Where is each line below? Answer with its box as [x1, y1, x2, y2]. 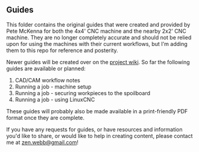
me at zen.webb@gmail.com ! [6, 139, 78, 146]
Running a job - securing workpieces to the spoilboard [14, 89, 151, 96]
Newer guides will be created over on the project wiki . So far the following [6, 58, 190, 65]
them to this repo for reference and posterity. [6, 47, 119, 54]
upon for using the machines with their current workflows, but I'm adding [6, 40, 188, 47]
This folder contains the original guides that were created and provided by [6, 21, 191, 28]
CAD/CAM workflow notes [14, 76, 80, 84]
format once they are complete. [6, 114, 85, 121]
